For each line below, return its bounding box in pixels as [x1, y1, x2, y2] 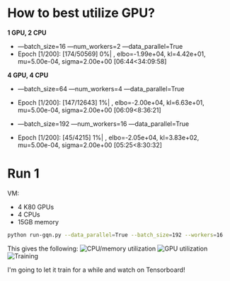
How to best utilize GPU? [7, 5, 156, 21]
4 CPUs [17, 210, 40, 219]
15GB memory [17, 217, 59, 226]
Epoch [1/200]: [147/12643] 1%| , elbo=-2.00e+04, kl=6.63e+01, [17, 98, 205, 107]
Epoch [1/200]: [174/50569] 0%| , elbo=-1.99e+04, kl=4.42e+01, [17, 50, 207, 58]
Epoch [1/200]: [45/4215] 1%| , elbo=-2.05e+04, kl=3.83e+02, [17, 133, 200, 142]
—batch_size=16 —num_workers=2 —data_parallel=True [17, 42, 183, 50]
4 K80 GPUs [17, 202, 54, 211]
